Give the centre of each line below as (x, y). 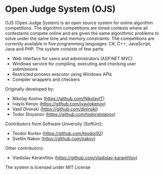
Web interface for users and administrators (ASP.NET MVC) (72, 58)
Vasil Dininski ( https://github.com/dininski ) (55, 109)
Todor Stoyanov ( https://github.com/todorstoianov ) (64, 114)
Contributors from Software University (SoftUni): (54, 124)
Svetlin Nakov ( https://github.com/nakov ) (54, 139)
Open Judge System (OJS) (60, 9)
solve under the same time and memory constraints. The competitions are (80, 38)
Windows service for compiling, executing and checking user (74, 64)
